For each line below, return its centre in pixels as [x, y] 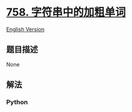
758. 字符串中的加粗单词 [66, 12]
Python [17, 102]
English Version [25, 29]
